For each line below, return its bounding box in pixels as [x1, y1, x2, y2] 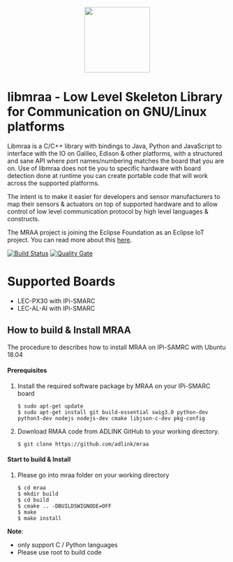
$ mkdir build [17, 491, 59, 498]
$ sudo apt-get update [17, 402, 84, 410]
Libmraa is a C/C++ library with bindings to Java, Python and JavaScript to [7, 142, 222, 150]
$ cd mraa [17, 485, 47, 491]
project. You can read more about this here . [7, 235, 133, 244]
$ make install [17, 515, 62, 522]
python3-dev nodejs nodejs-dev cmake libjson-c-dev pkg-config [17, 415, 206, 422]
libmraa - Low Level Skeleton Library [7, 89, 223, 105]
